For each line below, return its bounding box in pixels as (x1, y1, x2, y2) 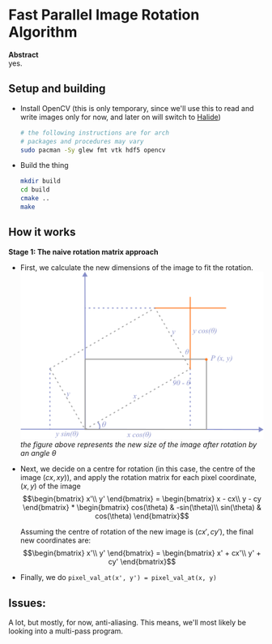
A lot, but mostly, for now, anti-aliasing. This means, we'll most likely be (8, 618, 247, 628)
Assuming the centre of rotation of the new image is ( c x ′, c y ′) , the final (19, 527, 253, 537)
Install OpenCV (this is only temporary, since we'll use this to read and (19, 103, 254, 113)
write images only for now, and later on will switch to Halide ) (19, 112, 221, 122)
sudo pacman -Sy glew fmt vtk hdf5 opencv (19, 146, 166, 154)
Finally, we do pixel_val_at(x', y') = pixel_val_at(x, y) (19, 573, 217, 582)
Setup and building (8, 82, 106, 96)
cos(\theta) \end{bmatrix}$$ (94, 511, 189, 521)
